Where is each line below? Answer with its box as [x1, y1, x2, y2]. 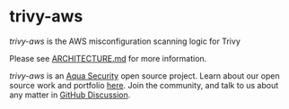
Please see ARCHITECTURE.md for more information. [9, 53, 207, 63]
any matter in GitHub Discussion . [9, 89, 131, 100]
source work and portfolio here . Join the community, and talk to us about [9, 80, 279, 90]
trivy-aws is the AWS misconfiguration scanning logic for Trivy [9, 36, 241, 46]
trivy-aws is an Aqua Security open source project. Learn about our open [9, 70, 280, 81]
